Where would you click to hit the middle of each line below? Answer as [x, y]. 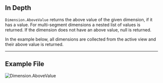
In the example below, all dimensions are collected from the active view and [81, 39]
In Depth [18, 8]
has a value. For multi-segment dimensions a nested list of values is [73, 25]
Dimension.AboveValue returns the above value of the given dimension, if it [79, 19]
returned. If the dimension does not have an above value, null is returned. [78, 30]
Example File [25, 64]
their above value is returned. [34, 44]
